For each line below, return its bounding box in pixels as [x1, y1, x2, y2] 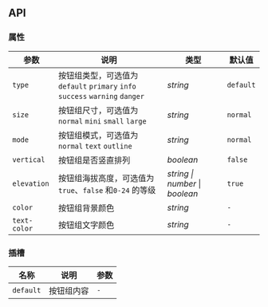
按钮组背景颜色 [58, 203, 115, 214]
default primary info [58, 81, 137, 91]
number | [167, 178, 202, 189]
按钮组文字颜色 [58, 219, 115, 230]
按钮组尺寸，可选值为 [58, 104, 139, 116]
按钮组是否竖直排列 [58, 155, 131, 166]
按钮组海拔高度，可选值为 [58, 172, 155, 183]
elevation [12, 179, 49, 188]
